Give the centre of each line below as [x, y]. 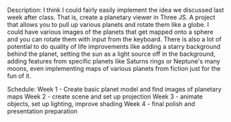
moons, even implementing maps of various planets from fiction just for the [114, 69]
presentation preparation [42, 111]
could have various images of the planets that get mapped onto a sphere [110, 32]
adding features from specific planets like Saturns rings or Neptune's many [114, 61]
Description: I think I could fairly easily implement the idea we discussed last [115, 10]
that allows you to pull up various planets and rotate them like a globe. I [108, 24]
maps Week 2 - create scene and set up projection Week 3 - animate [105, 96]
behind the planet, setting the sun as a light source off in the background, [111, 54]
